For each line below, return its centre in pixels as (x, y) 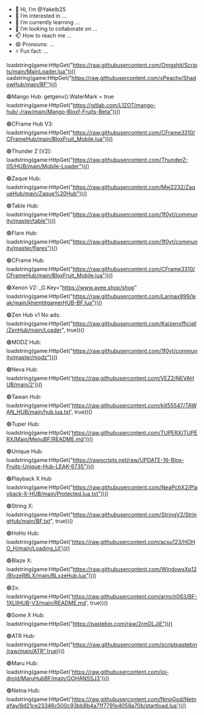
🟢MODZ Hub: (24, 342)
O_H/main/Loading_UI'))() (38, 548)
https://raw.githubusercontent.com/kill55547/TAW (134, 405)
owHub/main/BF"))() (32, 84)
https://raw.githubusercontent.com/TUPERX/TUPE (135, 433)
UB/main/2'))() (24, 384)
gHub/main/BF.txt (28, 521)
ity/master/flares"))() (32, 248)
